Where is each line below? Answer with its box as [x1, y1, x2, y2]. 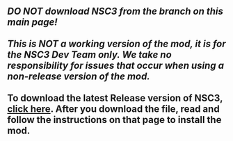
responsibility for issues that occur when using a [7, 60, 225, 72]
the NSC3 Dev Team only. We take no [7, 49, 172, 61]
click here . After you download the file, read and [7, 103, 220, 115]
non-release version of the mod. [7, 71, 151, 83]
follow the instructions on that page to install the [7, 114, 222, 126]
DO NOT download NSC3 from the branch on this [7, 6, 224, 17]
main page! [7, 17, 58, 28]
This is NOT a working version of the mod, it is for [7, 38, 226, 50]
